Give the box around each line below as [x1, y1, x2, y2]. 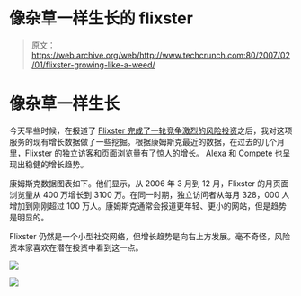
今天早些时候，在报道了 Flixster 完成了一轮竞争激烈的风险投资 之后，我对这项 [9, 125, 293, 136]
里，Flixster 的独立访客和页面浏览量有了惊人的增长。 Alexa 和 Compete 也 [9, 148, 283, 158]
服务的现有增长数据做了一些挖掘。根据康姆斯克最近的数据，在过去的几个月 [9, 136, 285, 147]
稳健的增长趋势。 [24, 158, 88, 169]
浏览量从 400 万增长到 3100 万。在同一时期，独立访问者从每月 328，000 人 [9, 189, 290, 200]
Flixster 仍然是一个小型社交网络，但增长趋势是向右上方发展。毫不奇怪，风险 [9, 230, 290, 241]
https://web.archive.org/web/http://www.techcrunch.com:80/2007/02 [31, 49, 290, 60]
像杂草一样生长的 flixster [9, 8, 193, 29]
